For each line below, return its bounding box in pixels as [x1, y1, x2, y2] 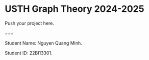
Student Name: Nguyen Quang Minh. [5, 39, 82, 46]
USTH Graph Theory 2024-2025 [5, 3, 144, 15]
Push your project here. [5, 20, 55, 26]
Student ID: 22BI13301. [5, 50, 53, 56]
